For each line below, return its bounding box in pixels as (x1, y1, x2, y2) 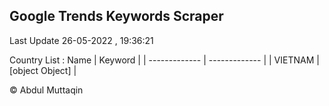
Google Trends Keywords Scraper (9, 8, 224, 25)
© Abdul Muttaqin (9, 84, 84, 96)
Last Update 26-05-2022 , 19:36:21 (9, 34, 154, 46)
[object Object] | (9, 64, 77, 76)
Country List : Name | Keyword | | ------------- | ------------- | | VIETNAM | (9, 54, 320, 66)
